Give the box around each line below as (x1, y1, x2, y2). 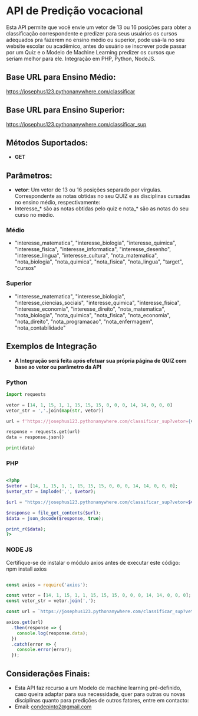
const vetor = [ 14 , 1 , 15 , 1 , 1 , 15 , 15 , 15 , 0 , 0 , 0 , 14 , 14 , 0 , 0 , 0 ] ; (6, 593, 192, 598)
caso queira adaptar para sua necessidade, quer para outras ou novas (14, 691, 186, 698)
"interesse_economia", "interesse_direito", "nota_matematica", (14, 305, 166, 313)
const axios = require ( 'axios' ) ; (6, 582, 88, 588)
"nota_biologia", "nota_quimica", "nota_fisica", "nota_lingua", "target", (14, 258, 184, 265)
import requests (6, 391, 46, 397)
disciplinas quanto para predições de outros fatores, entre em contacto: (14, 697, 189, 704)
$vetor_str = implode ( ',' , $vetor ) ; (6, 489, 96, 494)
